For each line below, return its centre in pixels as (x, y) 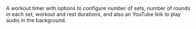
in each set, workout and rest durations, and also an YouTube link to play (94, 14)
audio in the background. (36, 20)
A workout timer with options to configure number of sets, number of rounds (98, 8)
